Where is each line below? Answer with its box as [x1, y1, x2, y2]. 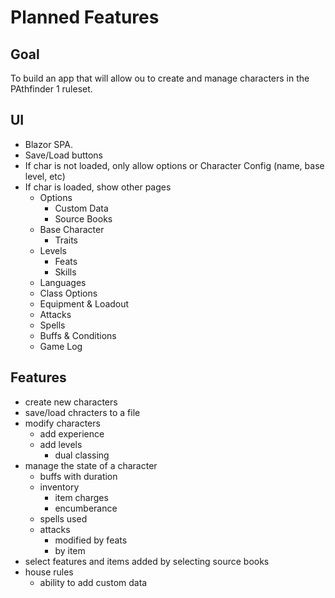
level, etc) [24, 170, 66, 182]
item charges [54, 491, 109, 503]
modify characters [24, 417, 101, 429]
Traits [54, 234, 78, 246]
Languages [39, 276, 87, 288]
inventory [39, 481, 80, 493]
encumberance [54, 502, 118, 514]
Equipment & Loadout [39, 297, 130, 310]
